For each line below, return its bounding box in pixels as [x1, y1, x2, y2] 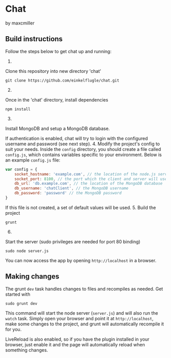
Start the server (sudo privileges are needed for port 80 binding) [5, 238, 141, 245]
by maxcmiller [5, 20, 35, 26]
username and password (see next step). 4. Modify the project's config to [5, 141, 160, 147]
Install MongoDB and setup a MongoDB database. [5, 125, 110, 132]
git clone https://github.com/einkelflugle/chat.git [5, 78, 120, 83]
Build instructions [5, 35, 63, 43]
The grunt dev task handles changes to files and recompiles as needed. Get [5, 286, 163, 292]
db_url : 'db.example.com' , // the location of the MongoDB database [14, 181, 163, 186]
